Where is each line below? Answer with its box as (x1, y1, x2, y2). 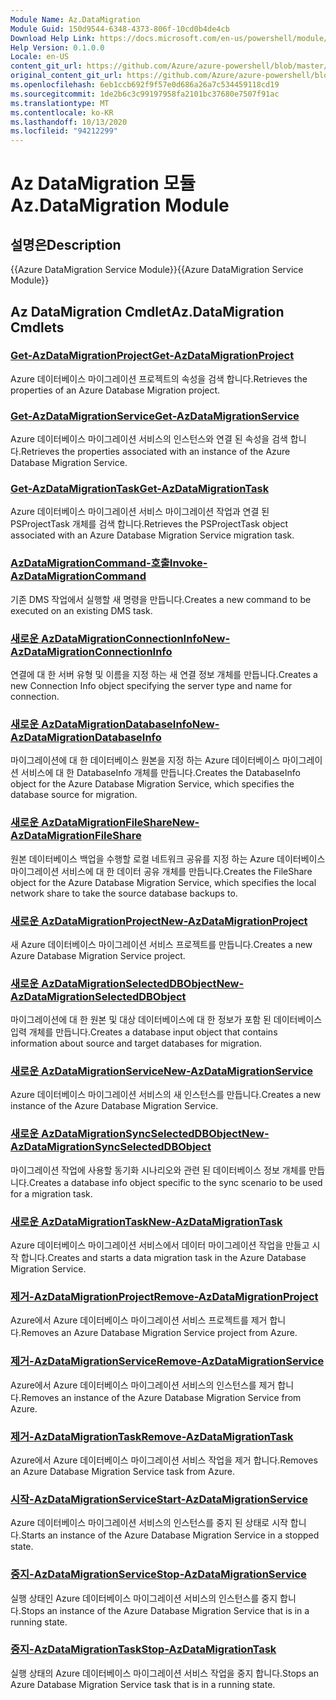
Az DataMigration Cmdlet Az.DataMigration (10, 303, 285, 320)
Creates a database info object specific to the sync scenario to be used (28, 1176, 323, 1188)
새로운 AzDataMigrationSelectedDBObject (10, 976, 217, 990)
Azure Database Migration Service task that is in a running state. (10, 1678, 276, 1690)
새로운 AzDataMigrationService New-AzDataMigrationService (10, 1064, 314, 1078)
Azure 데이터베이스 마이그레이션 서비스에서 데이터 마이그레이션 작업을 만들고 (10, 1239, 310, 1251)
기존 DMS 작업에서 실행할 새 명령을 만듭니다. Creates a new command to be (10, 593, 312, 605)
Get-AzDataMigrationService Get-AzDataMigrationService (10, 409, 300, 423)
